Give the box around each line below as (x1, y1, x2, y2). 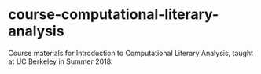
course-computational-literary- (8, 6, 219, 24)
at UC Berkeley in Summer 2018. (8, 57, 113, 66)
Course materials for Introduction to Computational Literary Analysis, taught (8, 48, 254, 57)
